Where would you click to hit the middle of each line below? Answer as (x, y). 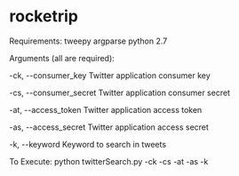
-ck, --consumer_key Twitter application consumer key (110, 75)
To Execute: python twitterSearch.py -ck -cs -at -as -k (109, 161)
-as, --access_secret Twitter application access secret (109, 127)
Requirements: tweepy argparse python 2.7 (88, 41)
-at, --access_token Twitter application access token (106, 109)
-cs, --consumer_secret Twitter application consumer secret (120, 92)
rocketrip (44, 16)
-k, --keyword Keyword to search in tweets (88, 144)
